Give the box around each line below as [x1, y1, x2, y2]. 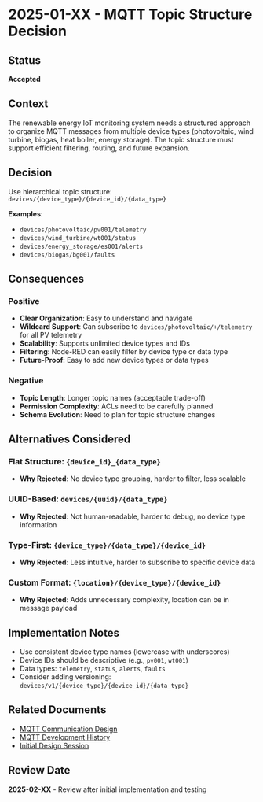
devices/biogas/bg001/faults [19, 250, 115, 259]
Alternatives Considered [8, 433, 131, 445]
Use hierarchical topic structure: [8, 187, 112, 196]
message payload [19, 604, 78, 613]
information [19, 519, 57, 529]
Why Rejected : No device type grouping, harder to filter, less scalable [19, 474, 246, 483]
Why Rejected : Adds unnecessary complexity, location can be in [19, 595, 230, 604]
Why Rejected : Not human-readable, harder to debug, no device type [19, 512, 246, 521]
